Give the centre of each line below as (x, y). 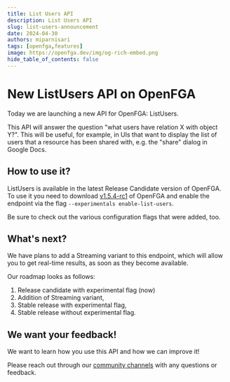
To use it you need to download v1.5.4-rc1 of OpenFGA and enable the (109, 196)
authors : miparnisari (39, 40)
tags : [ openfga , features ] (45, 46)
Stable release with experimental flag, (72, 305)
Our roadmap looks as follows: (52, 277)
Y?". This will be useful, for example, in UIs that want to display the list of (112, 135)
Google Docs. (27, 149)
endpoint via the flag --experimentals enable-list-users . (90, 203)
